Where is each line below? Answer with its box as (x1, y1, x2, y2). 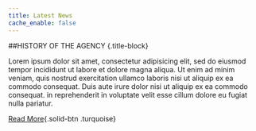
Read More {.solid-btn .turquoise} (8, 114, 117, 123)
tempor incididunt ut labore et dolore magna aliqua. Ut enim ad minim (8, 64, 235, 74)
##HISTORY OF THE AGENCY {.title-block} (8, 40, 149, 50)
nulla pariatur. (8, 98, 53, 108)
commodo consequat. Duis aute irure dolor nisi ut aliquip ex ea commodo (8, 81, 248, 91)
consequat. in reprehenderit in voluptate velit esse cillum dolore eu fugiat (8, 90, 248, 99)
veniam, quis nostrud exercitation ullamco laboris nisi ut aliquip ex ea (8, 73, 234, 83)
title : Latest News (8, 11, 73, 20)
